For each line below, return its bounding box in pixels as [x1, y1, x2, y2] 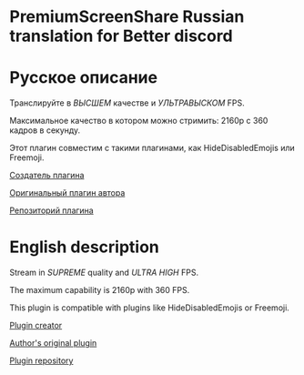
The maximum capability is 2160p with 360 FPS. [9, 285, 190, 296]
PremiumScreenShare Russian [9, 6, 245, 27]
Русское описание [9, 67, 157, 88]
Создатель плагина [9, 170, 85, 181]
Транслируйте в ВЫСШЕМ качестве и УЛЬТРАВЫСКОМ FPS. [9, 97, 245, 108]
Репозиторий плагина [9, 205, 94, 216]
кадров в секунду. [9, 125, 81, 136]
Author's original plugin [9, 338, 97, 349]
